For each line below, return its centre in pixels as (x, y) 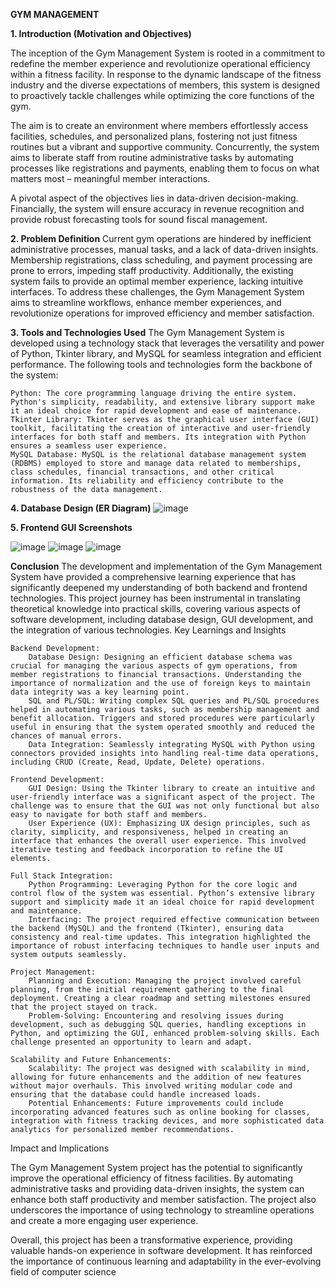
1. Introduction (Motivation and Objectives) (101, 33)
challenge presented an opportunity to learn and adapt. (131, 1042)
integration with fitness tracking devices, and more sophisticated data (167, 1121)
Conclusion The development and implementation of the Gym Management (166, 566)
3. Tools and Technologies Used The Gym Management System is (147, 332)
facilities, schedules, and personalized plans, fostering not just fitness (154, 136)
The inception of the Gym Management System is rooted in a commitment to (168, 53)
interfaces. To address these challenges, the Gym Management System (157, 292)
